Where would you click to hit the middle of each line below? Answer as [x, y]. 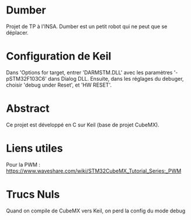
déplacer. [18, 32]
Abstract [28, 109]
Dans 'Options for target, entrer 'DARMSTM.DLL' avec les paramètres [89, 72]
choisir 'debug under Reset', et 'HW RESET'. [59, 85]
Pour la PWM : [23, 164]
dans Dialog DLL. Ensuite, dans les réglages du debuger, [116, 78]
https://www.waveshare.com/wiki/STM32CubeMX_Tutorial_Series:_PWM [94, 171]
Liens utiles [34, 148]
